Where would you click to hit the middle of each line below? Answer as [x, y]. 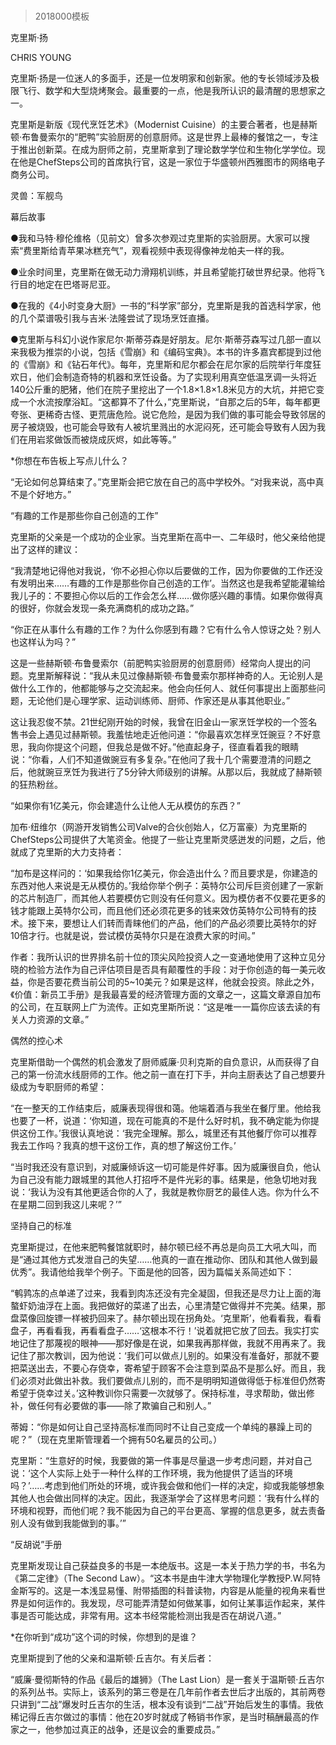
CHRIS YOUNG [41, 58]
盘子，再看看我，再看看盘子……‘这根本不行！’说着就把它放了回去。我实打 [160, 1331]
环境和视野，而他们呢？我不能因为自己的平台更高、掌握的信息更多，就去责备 [168, 1511]
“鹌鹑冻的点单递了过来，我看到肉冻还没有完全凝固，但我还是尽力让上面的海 [166, 1293]
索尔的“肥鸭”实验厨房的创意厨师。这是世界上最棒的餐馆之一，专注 [183, 137]
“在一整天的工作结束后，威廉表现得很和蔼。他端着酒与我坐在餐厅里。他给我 [166, 1108]
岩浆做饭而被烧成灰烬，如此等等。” [106, 440]
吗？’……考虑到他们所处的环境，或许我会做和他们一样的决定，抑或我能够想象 [167, 1486]
